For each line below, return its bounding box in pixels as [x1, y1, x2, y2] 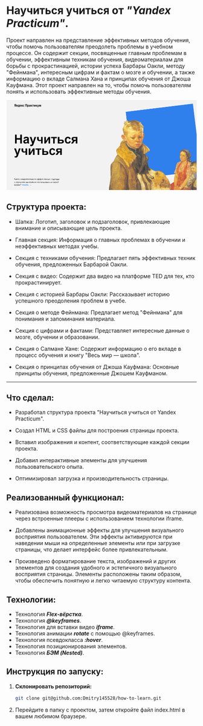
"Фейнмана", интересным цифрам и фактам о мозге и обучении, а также [6, 68, 195, 76]
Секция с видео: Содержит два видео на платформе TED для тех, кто [14, 272, 195, 280]
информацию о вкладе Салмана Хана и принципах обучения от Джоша [6, 75, 191, 82]
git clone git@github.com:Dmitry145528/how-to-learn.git [14, 695, 162, 701]
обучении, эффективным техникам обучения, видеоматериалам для [6, 56, 184, 63]
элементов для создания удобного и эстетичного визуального [14, 564, 177, 572]
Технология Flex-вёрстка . [14, 610, 83, 618]
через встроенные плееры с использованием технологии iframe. [14, 515, 184, 522]
